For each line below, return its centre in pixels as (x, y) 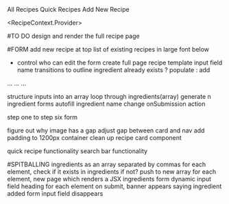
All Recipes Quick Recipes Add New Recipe (68, 9)
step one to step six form (42, 117)
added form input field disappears (55, 193)
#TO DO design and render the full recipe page (73, 36)
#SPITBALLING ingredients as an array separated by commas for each (107, 164)
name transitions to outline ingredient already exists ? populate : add (113, 70)
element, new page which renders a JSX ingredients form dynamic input (109, 179)
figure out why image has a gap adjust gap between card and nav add (106, 131)
